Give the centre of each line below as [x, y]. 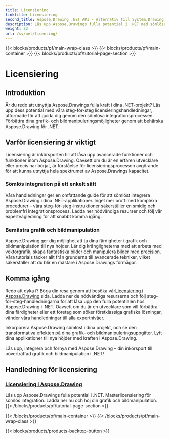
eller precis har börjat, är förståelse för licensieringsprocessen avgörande [82, 165]
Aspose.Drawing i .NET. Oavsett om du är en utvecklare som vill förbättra [81, 307]
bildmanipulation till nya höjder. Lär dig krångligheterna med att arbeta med [83, 246]
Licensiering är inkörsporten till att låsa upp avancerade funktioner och [79, 154]
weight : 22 [17, 29]
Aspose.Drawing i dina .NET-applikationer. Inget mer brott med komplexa [81, 201]
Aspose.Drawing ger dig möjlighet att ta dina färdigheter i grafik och [76, 241]
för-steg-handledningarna [32, 302]
